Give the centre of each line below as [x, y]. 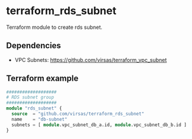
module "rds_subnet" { [34, 108]
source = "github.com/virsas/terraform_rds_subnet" [78, 114]
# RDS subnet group [30, 97]
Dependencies [33, 46]
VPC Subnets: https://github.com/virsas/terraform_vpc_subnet [91, 59]
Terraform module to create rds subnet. [54, 27]
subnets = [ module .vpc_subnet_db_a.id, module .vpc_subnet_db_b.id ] [99, 125]
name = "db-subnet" [39, 119]
